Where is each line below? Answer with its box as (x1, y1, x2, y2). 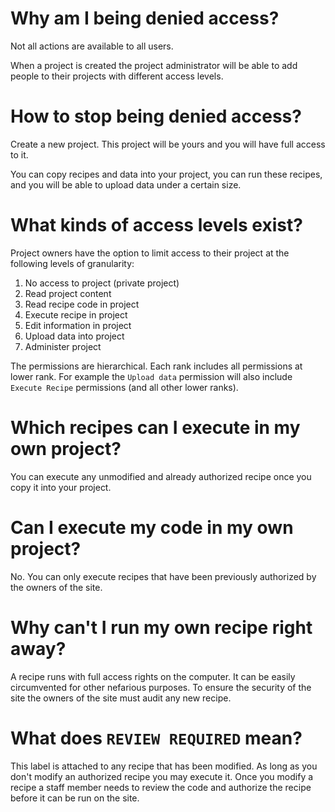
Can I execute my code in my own (10, 516, 294, 539)
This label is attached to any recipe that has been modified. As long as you (10, 760, 318, 772)
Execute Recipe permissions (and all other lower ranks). (10, 381, 239, 393)
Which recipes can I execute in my (10, 417, 301, 439)
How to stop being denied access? (10, 105, 302, 128)
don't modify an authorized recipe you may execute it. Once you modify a (10, 770, 314, 782)
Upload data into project (24, 330, 125, 342)
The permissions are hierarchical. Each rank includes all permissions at (10, 360, 303, 372)
